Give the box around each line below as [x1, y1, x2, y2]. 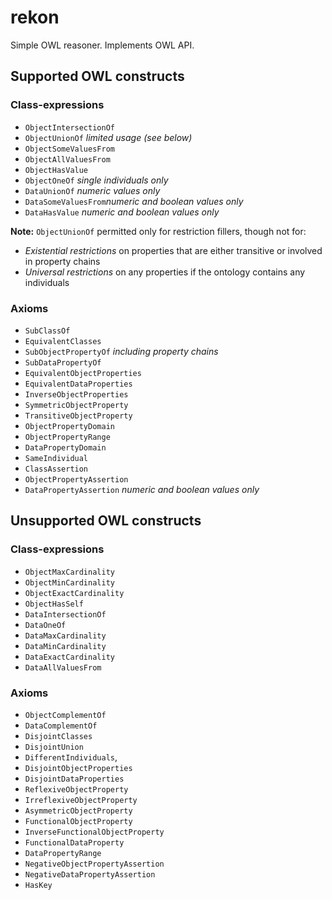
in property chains [24, 255, 101, 267]
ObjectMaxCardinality [24, 567, 115, 577]
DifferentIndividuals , [24, 751, 118, 763]
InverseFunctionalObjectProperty [24, 827, 165, 837]
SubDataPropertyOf [24, 357, 102, 368]
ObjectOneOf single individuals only [24, 174, 169, 186]
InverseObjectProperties [24, 389, 129, 400]
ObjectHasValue [24, 165, 89, 175]
